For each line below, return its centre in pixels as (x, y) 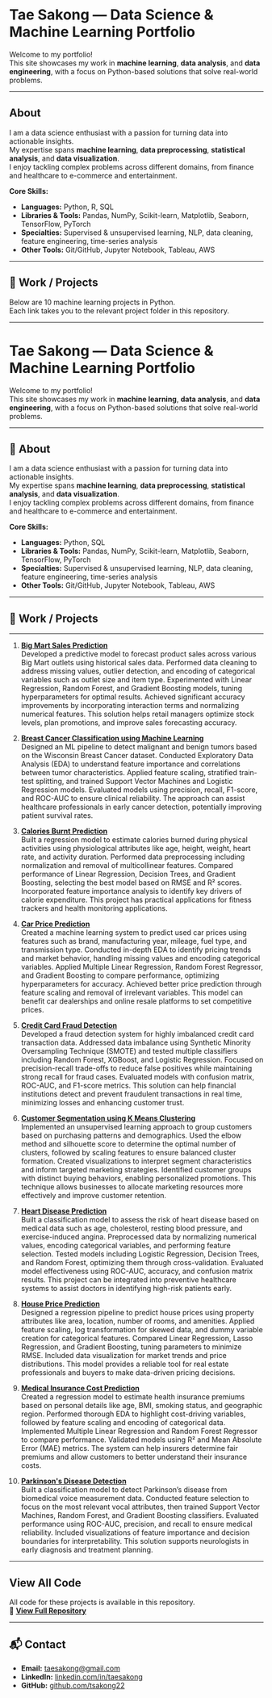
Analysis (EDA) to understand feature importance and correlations (130, 764)
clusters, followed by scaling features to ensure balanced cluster (128, 1153)
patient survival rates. (57, 815)
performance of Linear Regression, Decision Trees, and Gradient (128, 874)
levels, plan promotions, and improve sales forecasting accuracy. (129, 723)
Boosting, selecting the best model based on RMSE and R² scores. (131, 883)
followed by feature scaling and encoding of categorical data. (123, 1423)
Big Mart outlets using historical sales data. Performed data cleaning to (139, 663)
